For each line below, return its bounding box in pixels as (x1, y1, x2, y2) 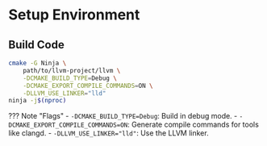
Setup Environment (8, 6, 140, 24)
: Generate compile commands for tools (127, 119, 260, 130)
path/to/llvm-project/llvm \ (23, 66, 121, 74)
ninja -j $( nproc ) (8, 97, 67, 105)
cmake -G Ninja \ (8, 59, 67, 67)
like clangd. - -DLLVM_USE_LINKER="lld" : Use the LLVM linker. (8, 128, 209, 138)
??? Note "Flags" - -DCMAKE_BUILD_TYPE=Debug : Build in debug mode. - (8, 111, 238, 121)
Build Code (8, 38, 65, 52)
